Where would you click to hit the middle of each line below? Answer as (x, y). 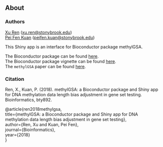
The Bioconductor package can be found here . (52, 56)
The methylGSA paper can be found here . (45, 66)
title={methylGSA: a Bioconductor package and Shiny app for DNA (72, 114)
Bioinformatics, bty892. (28, 100)
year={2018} (18, 134)
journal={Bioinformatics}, (30, 130)
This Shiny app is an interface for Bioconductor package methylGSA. (74, 47)
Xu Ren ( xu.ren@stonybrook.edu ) (38, 32)
